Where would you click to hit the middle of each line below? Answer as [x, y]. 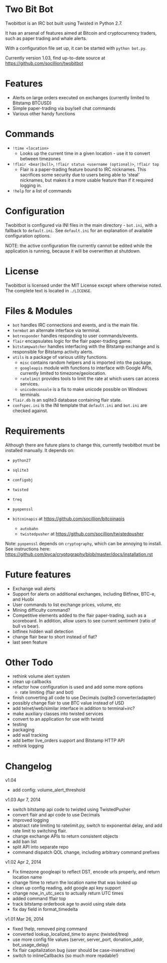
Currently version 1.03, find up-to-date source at [55, 58]
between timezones [40, 158]
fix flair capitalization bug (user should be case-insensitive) [74, 950]
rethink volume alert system [41, 676]
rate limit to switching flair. [40, 831]
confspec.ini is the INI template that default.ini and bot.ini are [80, 405]
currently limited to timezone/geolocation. [63, 373]
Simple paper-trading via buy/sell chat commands [64, 108]
